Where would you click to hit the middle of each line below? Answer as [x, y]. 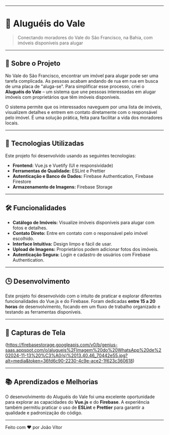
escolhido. [23, 239]
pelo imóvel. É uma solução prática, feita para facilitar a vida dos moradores [84, 117]
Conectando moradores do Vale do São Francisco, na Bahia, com [85, 37]
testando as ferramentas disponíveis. [44, 312]
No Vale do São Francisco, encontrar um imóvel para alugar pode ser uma [82, 76]
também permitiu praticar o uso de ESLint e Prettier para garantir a [75, 407]
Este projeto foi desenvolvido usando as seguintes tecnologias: [71, 156]
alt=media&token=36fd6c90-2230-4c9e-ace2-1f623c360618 [69, 361]
